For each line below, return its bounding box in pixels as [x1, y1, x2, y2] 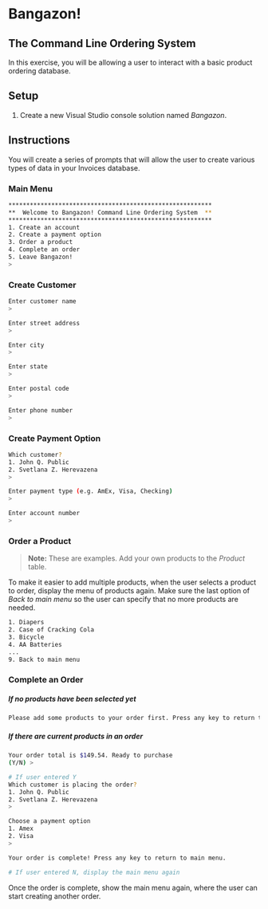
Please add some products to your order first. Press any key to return [8, 714, 255, 722]
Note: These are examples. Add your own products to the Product [27, 553, 246, 563]
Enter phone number [8, 406, 73, 415]
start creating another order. [8, 891, 101, 901]
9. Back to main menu [8, 655, 81, 663]
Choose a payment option [8, 817, 91, 825]
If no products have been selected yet [8, 694, 137, 703]
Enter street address [8, 319, 81, 327]
